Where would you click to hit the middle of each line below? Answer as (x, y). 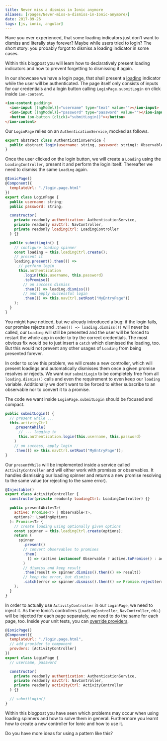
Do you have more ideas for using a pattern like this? (59, 733)
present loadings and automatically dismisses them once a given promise (80, 368)
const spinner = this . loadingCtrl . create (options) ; (69, 531)
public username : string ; (37, 202)
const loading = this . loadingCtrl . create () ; (61, 252)
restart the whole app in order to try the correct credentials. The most (76, 337)
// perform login (36, 266)
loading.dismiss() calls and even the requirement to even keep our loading (83, 379)
